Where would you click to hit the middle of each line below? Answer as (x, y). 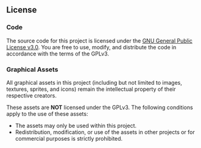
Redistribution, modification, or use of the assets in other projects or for (105, 132)
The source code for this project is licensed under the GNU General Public (100, 41)
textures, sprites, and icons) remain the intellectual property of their (91, 89)
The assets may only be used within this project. (76, 125)
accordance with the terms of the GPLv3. (58, 54)
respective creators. (31, 95)
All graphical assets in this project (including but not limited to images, (94, 82)
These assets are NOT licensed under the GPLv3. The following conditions (100, 107)
